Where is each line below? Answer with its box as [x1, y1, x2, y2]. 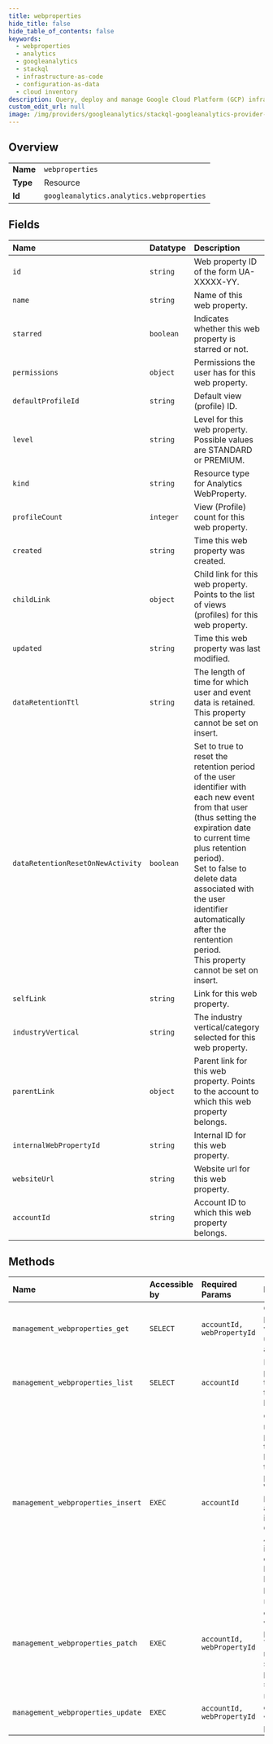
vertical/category [193, 1021, 260, 1033]
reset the [193, 750, 228, 762]
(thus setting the [193, 811, 258, 823]
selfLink [12, 994, 46, 1003]
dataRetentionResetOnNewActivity [12, 859, 142, 868]
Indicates [193, 313, 229, 324]
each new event [193, 791, 255, 802]
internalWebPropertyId [12, 1140, 100, 1149]
